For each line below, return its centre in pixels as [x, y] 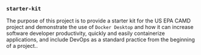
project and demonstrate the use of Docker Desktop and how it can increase [100, 27]
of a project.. [22, 46]
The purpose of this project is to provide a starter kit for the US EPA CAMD [99, 21]
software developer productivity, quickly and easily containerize [86, 33]
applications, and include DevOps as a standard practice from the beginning [101, 40]
